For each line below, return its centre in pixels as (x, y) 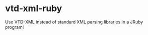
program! (15, 27)
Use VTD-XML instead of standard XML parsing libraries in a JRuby (74, 22)
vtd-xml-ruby (34, 9)
